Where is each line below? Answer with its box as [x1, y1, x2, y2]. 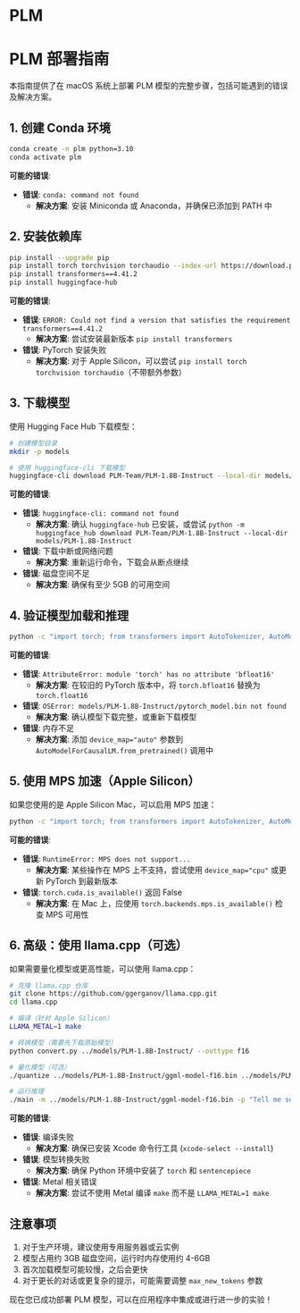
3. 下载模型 [9, 395, 71, 411]
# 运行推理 [9, 1087, 45, 1096]
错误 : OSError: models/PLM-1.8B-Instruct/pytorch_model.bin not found [21, 701, 287, 711]
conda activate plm [9, 153, 82, 162]
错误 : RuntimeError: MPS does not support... [21, 853, 191, 863]
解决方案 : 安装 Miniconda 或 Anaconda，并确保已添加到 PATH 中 [35, 200, 272, 211]
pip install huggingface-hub [9, 278, 118, 287]
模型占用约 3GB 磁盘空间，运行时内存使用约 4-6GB [21, 1252, 211, 1263]
